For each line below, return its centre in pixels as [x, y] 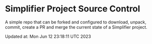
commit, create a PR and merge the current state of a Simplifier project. [76, 27]
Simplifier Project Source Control [73, 9]
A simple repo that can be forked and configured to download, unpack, [76, 22]
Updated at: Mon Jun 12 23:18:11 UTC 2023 [48, 36]
